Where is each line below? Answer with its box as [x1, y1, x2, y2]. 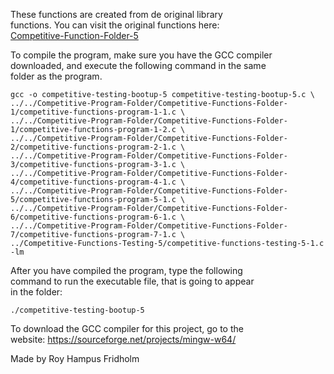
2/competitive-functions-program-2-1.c [10, 142, 177, 152]
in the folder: [10, 286, 63, 298]
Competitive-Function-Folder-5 [10, 30, 139, 41]
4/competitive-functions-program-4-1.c [10, 177, 177, 187]
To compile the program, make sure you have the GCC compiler [10, 49, 273, 61]
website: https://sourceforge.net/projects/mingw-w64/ [10, 334, 237, 345]
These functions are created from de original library [10, 9, 223, 20]
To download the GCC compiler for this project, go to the [10, 323, 244, 334]
